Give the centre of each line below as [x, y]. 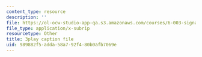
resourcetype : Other [32, 34]
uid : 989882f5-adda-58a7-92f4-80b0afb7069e [62, 45]
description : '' [26, 17]
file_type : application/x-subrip [48, 28]
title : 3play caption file [40, 39]
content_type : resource [36, 12]
